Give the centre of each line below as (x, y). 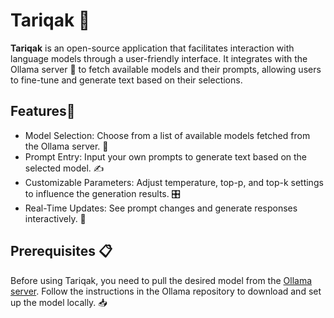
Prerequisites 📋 (61, 251)
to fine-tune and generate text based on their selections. (126, 80)
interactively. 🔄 (55, 218)
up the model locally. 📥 (59, 302)
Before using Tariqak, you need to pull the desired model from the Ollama (161, 280)
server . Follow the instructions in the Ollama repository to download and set (166, 291)
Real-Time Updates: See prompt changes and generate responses (161, 208)
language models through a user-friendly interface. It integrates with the (159, 58)
